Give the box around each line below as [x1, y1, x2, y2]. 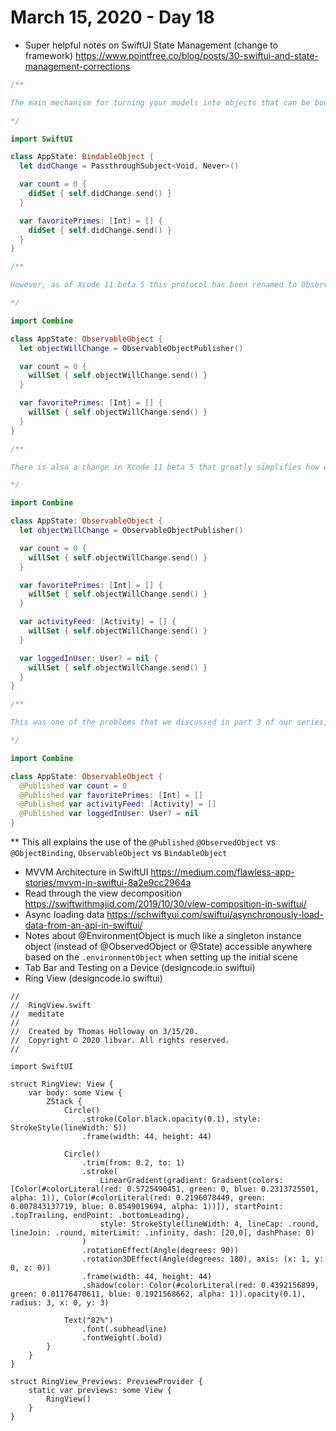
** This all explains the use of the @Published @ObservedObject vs [10, 836, 277, 848]
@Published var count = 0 [19, 781, 128, 791]
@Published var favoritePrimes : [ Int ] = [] [19, 790, 203, 800]
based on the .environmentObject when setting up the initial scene [24, 951, 298, 963]
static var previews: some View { [28, 1386, 172, 1396]
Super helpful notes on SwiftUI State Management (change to [24, 39, 279, 51]
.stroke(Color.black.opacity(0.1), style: [81, 1114, 262, 1125]
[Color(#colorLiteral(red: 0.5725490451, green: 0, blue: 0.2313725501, [10, 1184, 320, 1195]
